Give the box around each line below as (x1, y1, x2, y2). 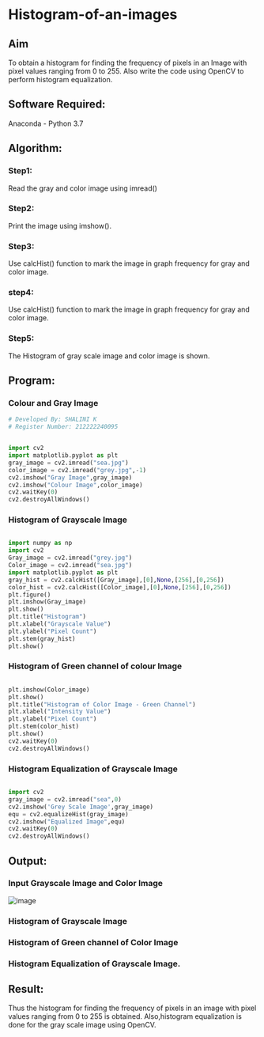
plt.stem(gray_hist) (8, 634, 77, 642)
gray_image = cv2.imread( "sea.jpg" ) (8, 459, 129, 467)
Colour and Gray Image (8, 398, 99, 408)
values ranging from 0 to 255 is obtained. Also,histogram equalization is (8, 1012, 243, 1021)
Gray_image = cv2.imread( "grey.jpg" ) (8, 554, 133, 562)
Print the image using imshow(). (8, 221, 112, 230)
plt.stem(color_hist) (8, 722, 80, 731)
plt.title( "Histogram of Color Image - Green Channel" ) (8, 700, 196, 709)
